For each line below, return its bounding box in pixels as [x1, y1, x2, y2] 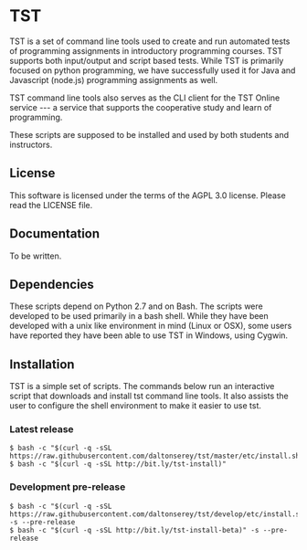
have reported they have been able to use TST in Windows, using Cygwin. [9, 330, 289, 341]
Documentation [9, 226, 101, 242]
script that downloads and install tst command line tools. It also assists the [9, 390, 290, 402]
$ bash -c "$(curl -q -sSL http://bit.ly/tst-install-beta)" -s [9, 525, 259, 534]
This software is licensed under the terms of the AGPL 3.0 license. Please [9, 189, 286, 201]
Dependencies [9, 276, 94, 292]
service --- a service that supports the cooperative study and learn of [9, 101, 272, 112]
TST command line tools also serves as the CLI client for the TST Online [9, 92, 281, 103]
